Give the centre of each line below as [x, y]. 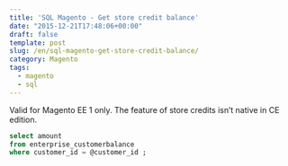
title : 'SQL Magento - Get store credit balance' [104, 17]
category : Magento [44, 59]
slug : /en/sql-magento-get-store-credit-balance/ [104, 51]
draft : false [34, 34]
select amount [36, 135]
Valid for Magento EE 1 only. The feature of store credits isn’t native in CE [144, 109]
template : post [38, 43]
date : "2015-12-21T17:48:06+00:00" [76, 26]
